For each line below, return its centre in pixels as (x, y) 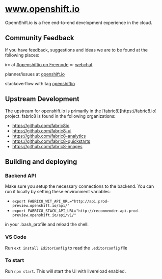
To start (15, 260)
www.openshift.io (42, 9)
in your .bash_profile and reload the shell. (47, 225)
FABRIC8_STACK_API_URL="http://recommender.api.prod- (84, 211)
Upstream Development (42, 99)
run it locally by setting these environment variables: (58, 192)
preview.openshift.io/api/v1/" (44, 215)
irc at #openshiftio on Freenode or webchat (49, 64)
